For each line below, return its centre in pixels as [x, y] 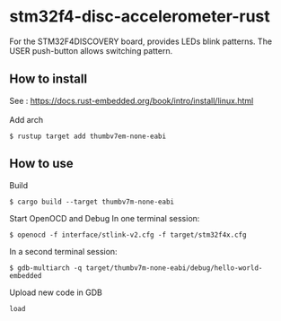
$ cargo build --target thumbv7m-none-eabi [92, 202]
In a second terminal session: [64, 251]
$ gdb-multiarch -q [46, 268]
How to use [41, 164]
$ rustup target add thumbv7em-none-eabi [88, 136]
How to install [48, 79]
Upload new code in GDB [56, 292]
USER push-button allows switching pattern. [91, 50]
